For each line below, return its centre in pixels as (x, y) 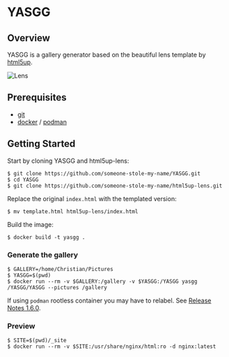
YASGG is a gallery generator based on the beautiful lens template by (107, 54)
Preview (21, 326)
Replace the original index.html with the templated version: (92, 198)
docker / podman (42, 122)
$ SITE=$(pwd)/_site (37, 341)
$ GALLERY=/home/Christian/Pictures (60, 269)
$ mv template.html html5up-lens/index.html (73, 211)
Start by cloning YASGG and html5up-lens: (68, 161)
